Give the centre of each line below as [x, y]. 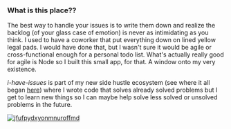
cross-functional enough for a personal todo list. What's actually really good [116, 54]
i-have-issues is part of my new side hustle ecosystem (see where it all [109, 83]
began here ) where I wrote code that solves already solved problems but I [112, 90]
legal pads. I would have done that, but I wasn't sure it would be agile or [110, 48]
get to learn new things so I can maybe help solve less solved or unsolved [112, 97]
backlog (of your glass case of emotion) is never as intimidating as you [108, 32]
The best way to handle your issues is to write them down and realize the [111, 26]
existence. [22, 69]
